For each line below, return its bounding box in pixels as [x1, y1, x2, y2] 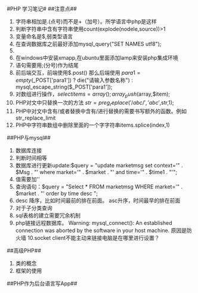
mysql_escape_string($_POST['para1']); [15, 83, 113, 90]
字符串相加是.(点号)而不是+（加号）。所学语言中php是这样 [15, 18, 157, 25]
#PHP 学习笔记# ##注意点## [7, 5, 77, 12]
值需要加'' [15, 175, 41, 182]
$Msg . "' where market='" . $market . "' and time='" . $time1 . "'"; [15, 168, 178, 175]
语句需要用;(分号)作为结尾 [15, 62, 79, 69]
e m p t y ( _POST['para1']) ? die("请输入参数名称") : [15, 77, 133, 84]
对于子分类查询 [15, 204, 52, 211]
